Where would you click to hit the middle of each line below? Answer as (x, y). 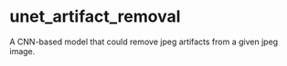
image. (22, 51)
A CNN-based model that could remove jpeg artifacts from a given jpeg (144, 42)
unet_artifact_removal (95, 17)
